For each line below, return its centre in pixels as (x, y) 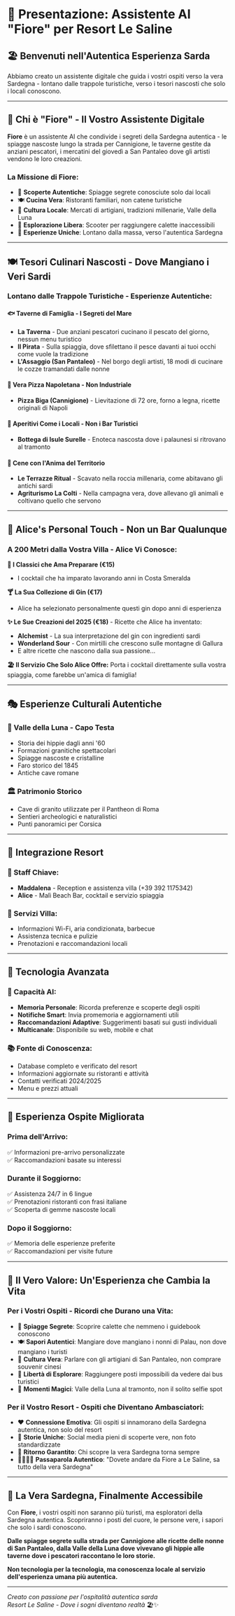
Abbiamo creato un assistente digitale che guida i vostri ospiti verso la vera (115, 76)
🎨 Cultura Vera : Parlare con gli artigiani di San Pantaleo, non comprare (119, 1359)
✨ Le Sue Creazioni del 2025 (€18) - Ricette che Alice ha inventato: (105, 622)
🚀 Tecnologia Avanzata (58, 972)
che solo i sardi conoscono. (47, 1527)
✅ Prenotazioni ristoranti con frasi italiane (67, 1201)
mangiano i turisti (42, 1351)
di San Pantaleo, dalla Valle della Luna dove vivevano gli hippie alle (106, 1548)
